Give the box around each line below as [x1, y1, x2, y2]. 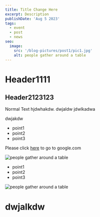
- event [9, 25, 25, 30]
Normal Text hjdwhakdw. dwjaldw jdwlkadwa [5, 106, 96, 112]
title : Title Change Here [5, 7, 58, 12]
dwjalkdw [5, 201, 45, 212]
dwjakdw [5, 116, 23, 121]
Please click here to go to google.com [5, 145, 81, 151]
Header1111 [5, 74, 51, 85]
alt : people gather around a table [14, 52, 86, 58]
